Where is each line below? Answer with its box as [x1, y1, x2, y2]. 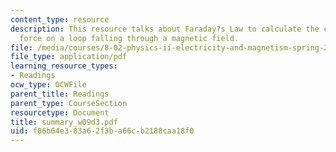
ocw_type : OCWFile [10, 80, 87, 90]
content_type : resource [10, 14, 110, 25]
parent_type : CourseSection [10, 98, 128, 108]
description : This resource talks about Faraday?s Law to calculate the [10, 24, 320, 34]
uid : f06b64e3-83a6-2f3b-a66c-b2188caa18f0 [10, 126, 195, 136]
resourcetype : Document [10, 107, 110, 118]
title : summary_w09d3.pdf [10, 117, 118, 127]
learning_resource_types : [10, 61, 118, 71]
